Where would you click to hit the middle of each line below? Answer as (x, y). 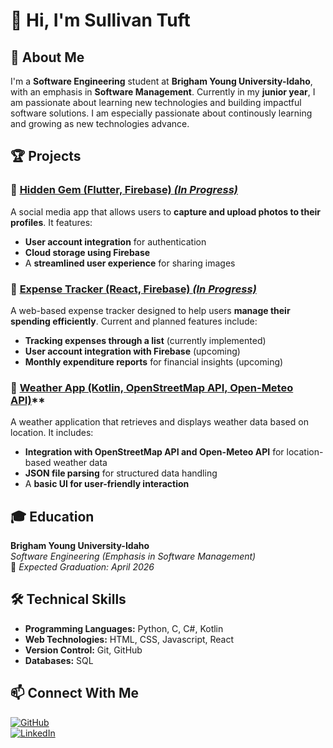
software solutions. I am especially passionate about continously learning (161, 113)
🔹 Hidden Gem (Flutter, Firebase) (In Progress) (124, 190)
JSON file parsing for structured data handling (121, 473)
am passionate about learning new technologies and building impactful (156, 102)
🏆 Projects (46, 156)
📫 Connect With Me (75, 693)
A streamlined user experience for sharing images (130, 263)
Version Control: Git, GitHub (83, 650)
